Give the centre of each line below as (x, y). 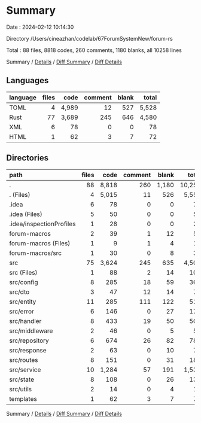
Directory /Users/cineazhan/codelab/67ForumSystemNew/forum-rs (90, 38)
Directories (28, 158)
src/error (22, 311)
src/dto (19, 292)
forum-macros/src (35, 253)
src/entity (23, 302)
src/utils (20, 389)
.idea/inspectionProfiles (42, 224)
